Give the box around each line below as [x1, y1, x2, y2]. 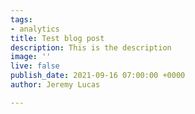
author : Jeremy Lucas [10, 80, 101, 90]
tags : [10, 14, 33, 25]
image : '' [10, 52, 52, 62]
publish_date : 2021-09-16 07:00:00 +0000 [10, 71, 186, 81]
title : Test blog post [10, 33, 105, 43]
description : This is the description [10, 42, 172, 53]
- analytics [10, 24, 60, 34]
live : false [10, 61, 60, 71]
